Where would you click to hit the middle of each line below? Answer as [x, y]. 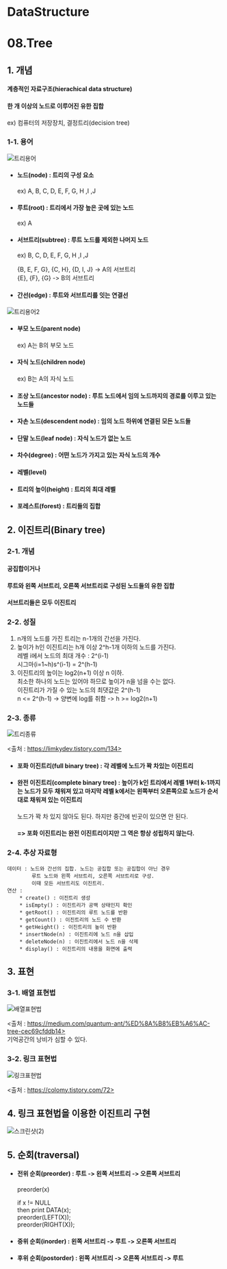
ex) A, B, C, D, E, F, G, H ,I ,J [56, 191]
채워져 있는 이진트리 [56, 800]
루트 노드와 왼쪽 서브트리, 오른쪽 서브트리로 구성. [93, 876]
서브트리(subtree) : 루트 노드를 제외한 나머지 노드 [83, 239]
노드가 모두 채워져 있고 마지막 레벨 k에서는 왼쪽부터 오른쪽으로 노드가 [115, 791]
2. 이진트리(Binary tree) [56, 530]
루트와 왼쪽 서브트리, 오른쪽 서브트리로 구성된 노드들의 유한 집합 [91, 585]
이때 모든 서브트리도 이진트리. [68, 883]
